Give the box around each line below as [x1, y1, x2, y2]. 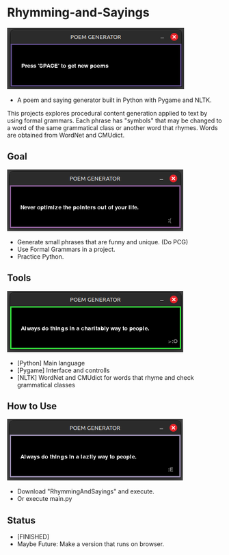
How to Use [7, 400, 57, 412]
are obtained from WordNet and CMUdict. [7, 131, 125, 139]
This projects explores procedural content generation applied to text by [7, 109, 208, 117]
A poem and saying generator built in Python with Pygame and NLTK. [16, 96, 212, 104]
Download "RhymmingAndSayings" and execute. [16, 487, 155, 495]
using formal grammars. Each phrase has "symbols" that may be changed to [7, 116, 222, 125]
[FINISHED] [16, 532, 50, 541]
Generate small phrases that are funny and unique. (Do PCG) [16, 237, 189, 246]
